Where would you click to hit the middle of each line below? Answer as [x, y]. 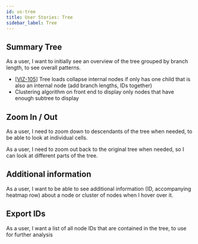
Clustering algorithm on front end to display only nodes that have [94, 92]
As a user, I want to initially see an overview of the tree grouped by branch [97, 61]
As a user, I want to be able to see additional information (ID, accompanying [99, 189]
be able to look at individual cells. [47, 138]
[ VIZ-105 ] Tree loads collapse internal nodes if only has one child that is [103, 79]
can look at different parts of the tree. [52, 155]
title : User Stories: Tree [40, 17]
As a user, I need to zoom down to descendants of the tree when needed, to [99, 131]
